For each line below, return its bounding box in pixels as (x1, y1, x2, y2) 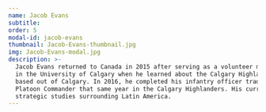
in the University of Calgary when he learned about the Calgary (15, 70, 236, 78)
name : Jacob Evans (8, 11, 69, 20)
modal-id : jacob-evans (8, 33, 83, 42)
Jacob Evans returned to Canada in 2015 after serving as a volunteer (15, 63, 253, 71)
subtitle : (8, 19, 41, 27)
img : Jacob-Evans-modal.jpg (8, 48, 101, 56)
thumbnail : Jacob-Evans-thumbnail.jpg (8, 41, 136, 49)
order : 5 (8, 26, 37, 34)
